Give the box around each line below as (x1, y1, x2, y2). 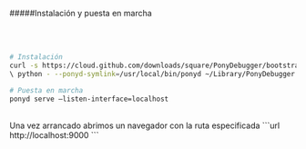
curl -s (9, 61, 39, 70)
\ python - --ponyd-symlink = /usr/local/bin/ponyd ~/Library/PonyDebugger (9, 69, 296, 78)
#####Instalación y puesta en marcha (9, 8, 152, 18)
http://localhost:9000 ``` (9, 130, 99, 141)
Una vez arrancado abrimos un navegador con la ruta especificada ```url (9, 120, 280, 131)
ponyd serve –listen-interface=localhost (9, 94, 169, 104)
